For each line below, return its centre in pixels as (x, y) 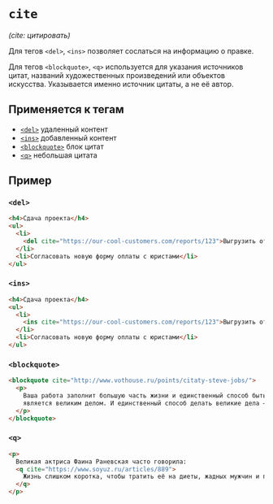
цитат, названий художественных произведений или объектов (117, 75)
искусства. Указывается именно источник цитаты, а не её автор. (121, 84)
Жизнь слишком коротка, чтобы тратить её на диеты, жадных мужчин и (141, 477)
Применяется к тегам (66, 109)
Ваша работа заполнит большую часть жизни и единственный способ (136, 396)
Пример (30, 181)
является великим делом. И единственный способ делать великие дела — (145, 403)
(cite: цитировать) (39, 35)
